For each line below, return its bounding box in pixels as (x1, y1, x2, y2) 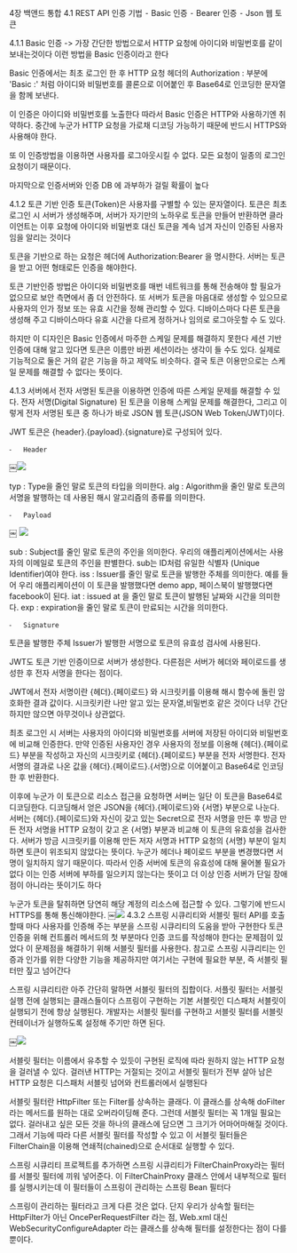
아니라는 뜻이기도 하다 (25, 880, 102, 890)
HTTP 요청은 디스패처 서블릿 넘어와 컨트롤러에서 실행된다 (9, 1078, 208, 1088)
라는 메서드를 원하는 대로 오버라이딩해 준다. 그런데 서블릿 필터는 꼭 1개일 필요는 (9, 1107, 282, 1118)
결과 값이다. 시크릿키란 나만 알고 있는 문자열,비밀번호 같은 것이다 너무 (32, 698, 272, 708)
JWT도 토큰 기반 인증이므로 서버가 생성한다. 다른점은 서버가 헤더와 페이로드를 (9, 657, 277, 666)
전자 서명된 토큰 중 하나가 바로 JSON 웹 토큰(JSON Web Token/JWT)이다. (25, 408, 285, 418)
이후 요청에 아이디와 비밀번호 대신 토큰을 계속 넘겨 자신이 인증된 (39, 221, 260, 231)
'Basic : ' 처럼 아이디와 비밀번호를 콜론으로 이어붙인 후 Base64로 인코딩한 (9, 79, 262, 89)
